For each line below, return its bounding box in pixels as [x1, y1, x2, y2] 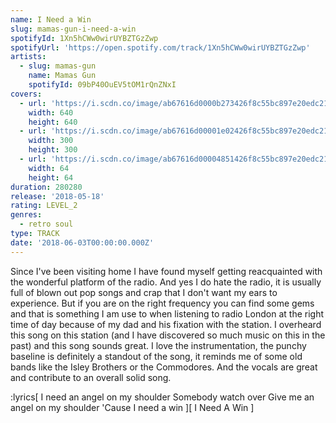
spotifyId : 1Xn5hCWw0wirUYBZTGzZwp [10, 33, 159, 43]
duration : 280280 [10, 182, 83, 192]
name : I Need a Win [10, 14, 92, 25]
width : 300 [28, 136, 74, 146]
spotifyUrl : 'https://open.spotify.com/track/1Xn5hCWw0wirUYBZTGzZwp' [10, 42, 311, 53]
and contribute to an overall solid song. [10, 371, 172, 383]
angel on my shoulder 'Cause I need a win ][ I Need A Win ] [10, 401, 255, 413]
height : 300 [28, 145, 78, 155]
